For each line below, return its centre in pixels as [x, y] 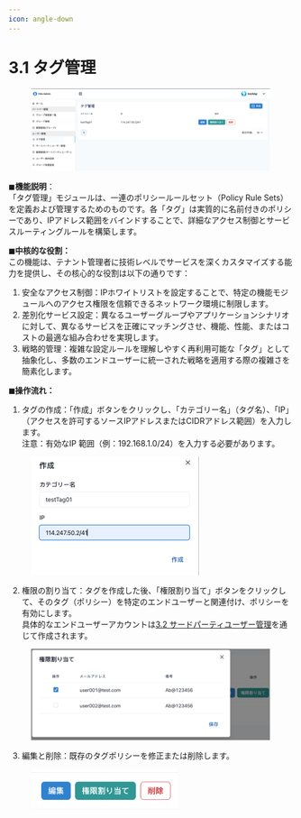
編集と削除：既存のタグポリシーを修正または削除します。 [128, 756]
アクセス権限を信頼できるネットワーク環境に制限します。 [167, 304]
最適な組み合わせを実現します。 [105, 337]
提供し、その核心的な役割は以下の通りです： [107, 273]
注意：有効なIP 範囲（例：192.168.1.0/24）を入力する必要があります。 [150, 444]
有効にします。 [49, 613]
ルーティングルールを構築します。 [78, 232]
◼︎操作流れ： [32, 391]
